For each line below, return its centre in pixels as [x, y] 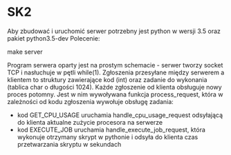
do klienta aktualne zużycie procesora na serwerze [90, 122]
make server [25, 52]
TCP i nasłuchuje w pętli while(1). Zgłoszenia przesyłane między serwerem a [116, 72]
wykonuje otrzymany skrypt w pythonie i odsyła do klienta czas [108, 137]
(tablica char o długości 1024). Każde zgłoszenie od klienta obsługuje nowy [115, 87]
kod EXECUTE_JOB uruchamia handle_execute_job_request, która [111, 130]
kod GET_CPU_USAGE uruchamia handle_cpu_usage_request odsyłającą [120, 115]
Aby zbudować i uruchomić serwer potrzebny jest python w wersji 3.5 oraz [114, 31]
